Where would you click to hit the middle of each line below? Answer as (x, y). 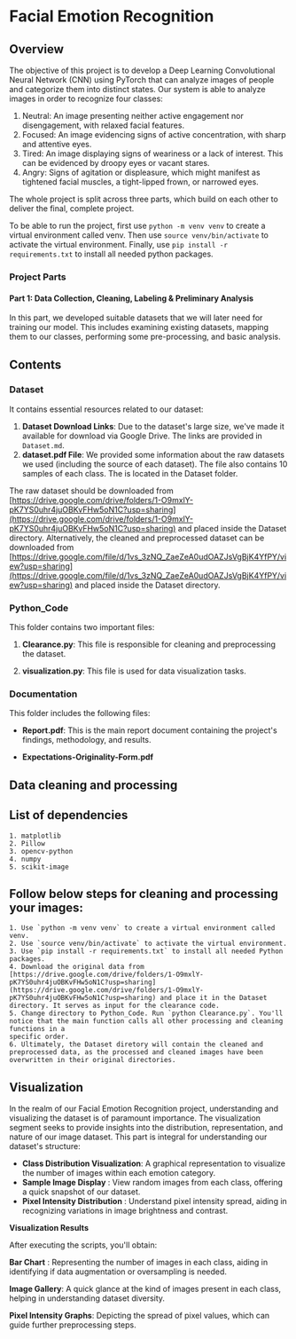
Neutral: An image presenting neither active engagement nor (132, 116)
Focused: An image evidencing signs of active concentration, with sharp (154, 134)
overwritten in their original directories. (93, 1060)
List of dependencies (69, 815)
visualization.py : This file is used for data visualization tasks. (134, 671)
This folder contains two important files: (82, 627)
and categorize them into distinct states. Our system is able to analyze (137, 89)
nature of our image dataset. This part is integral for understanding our (138, 1137)
